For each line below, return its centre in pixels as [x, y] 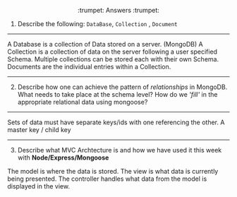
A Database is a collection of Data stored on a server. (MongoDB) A [105, 44]
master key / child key [39, 130]
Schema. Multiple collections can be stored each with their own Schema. [113, 59]
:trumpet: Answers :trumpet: [119, 10]
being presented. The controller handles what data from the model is [107, 179]
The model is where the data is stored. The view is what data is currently [113, 171]
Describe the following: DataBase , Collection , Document [97, 24]
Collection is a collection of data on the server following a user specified [112, 52]
